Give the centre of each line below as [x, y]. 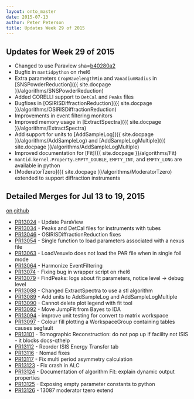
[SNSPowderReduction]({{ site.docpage [63, 84]
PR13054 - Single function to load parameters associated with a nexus [99, 241]
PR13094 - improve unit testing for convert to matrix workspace [91, 315]
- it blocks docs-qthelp [42, 340]
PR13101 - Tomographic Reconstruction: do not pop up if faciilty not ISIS [101, 334]
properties [27, 378]
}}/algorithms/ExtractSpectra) [50, 128]
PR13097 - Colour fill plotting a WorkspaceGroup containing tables [95, 322]
